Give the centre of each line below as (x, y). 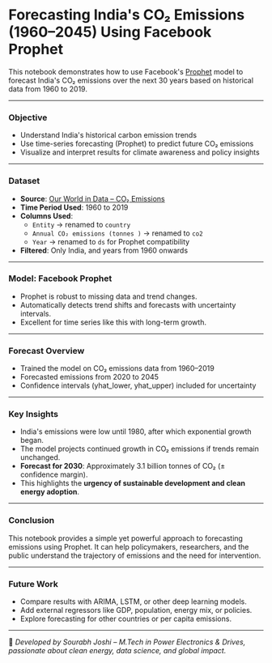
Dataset (24, 181)
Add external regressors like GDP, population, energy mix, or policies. (136, 610)
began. (32, 440)
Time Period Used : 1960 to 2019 (74, 207)
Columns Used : (47, 215)
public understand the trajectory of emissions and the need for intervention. (135, 555)
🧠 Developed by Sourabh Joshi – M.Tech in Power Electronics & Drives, (127, 642)
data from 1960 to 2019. (48, 89)
